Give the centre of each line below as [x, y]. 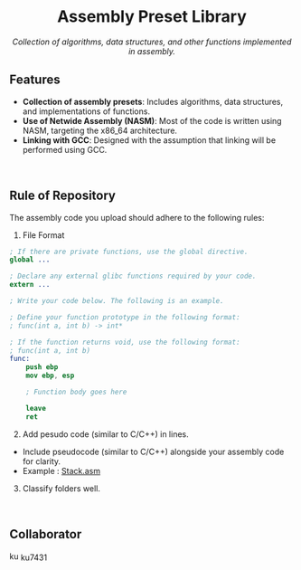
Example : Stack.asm [61, 470]
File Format [43, 235]
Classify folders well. [61, 488]
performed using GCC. [65, 149]
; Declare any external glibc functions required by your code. [133, 276]
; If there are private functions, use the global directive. [129, 252]
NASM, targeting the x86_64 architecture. [100, 130]
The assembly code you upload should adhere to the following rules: [137, 217]
